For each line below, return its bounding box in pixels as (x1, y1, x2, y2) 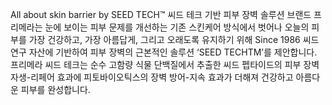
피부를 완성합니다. (20, 84, 91, 95)
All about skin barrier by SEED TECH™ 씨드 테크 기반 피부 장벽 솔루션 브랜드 (10, 9, 312, 20)
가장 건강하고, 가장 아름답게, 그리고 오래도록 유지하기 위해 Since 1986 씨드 (28, 34, 320, 45)
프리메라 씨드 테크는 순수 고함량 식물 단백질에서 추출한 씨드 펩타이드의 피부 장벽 (10, 59, 320, 70)
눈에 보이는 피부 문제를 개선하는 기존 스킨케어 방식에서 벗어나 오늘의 (44, 21, 310, 33)
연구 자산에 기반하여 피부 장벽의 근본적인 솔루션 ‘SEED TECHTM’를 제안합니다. (10, 46, 318, 58)
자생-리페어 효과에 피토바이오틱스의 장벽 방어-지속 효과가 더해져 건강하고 (10, 71, 294, 83)
